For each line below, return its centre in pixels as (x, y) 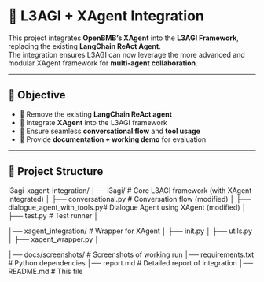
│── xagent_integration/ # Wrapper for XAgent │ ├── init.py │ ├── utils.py (130, 231)
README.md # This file (46, 271)
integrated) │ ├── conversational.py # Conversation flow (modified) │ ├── (130, 199)
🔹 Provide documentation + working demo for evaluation (113, 139)
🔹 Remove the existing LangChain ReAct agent (96, 114)
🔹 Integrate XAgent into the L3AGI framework (93, 122)
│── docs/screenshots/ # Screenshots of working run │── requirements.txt (131, 254)
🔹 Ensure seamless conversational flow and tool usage (110, 131)
